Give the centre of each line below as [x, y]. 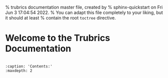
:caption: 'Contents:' [29, 66]
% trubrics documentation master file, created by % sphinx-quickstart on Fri [84, 7]
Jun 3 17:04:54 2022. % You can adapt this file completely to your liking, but [84, 12]
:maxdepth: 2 [19, 70]
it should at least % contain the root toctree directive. [61, 18]
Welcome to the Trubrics [58, 38]
